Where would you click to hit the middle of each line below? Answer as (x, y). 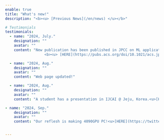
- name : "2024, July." (32, 36)
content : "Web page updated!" (45, 77)
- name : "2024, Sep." (27, 108)
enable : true (18, 9)
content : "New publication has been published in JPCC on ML (77, 50)
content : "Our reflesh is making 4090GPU (56, 122)
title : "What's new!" (27, 14)
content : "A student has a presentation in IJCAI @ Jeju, (74, 99)
